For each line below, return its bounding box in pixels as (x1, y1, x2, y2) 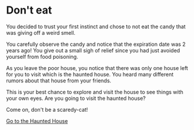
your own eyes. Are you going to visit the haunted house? (6, 95, 146, 102)
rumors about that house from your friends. (6, 77, 111, 84)
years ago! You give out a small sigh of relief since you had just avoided (6, 46, 180, 54)
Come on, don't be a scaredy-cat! (6, 106, 88, 113)
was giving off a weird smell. (6, 29, 75, 36)
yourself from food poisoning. (6, 53, 78, 60)
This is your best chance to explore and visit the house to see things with (6, 88, 184, 95)
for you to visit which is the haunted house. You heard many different (6, 71, 174, 78)
